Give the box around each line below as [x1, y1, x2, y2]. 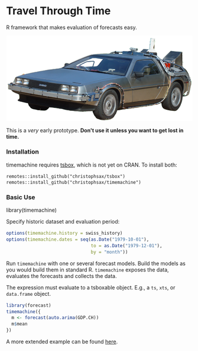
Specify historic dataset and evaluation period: [6, 218, 120, 225]
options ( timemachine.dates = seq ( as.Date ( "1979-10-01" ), [6, 237, 150, 242]
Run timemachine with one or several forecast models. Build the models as [6, 260, 186, 267]
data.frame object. [6, 290, 51, 297]
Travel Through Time [6, 4, 111, 18]
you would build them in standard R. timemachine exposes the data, [6, 266, 170, 273]
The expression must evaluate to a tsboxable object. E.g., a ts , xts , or [6, 283, 176, 291]
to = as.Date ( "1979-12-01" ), [90, 242, 163, 248]
